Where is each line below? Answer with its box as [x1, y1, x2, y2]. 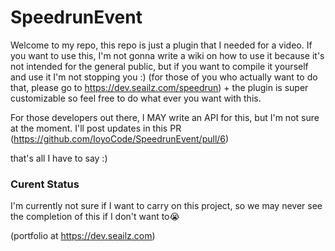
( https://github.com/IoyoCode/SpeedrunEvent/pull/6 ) [10, 132, 230, 145]
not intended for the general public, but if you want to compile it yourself [10, 60, 309, 72]
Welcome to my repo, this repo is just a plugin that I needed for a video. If [10, 39, 313, 51]
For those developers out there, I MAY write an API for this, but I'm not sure [10, 111, 320, 123]
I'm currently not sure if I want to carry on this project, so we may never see [10, 200, 323, 212]
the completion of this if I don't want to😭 [10, 211, 180, 223]
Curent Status [10, 177, 80, 191]
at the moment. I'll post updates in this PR [10, 122, 182, 134]
